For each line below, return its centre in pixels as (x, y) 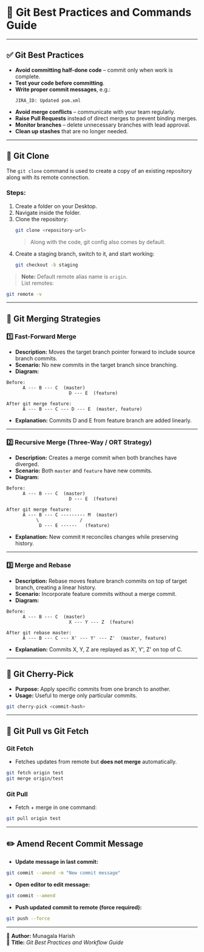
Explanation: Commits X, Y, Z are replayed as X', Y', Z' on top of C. (99, 649)
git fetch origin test (35, 773)
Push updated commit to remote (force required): (78, 907)
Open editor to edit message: (53, 884)
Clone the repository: (42, 219)
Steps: (16, 193)
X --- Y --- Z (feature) (102, 622)
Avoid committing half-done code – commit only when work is (94, 70)
